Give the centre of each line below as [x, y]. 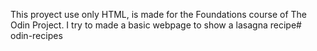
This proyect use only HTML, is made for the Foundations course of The [159, 14]
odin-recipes [36, 35]
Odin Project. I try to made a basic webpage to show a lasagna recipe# [156, 25]
